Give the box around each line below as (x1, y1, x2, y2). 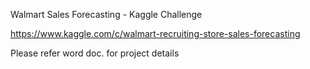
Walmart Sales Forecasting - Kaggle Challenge (10, 9, 203, 20)
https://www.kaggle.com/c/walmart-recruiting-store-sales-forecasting (10, 28, 301, 39)
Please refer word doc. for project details (10, 47, 180, 59)
